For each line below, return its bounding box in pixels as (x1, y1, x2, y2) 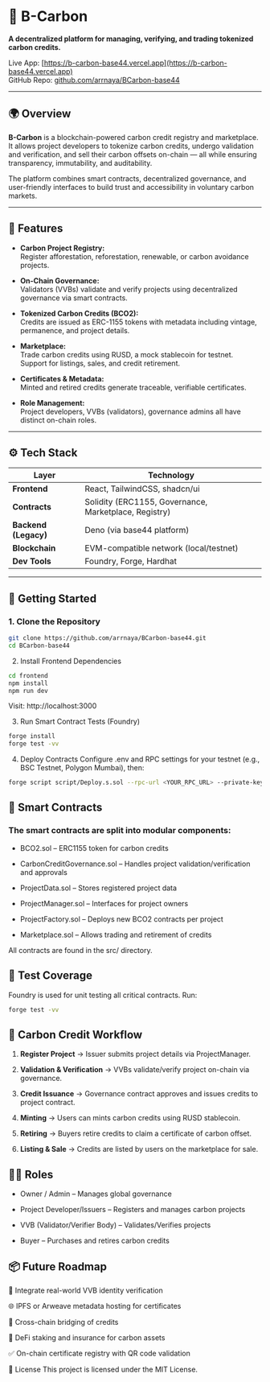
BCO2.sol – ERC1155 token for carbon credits (19, 843, 169, 852)
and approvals (19, 867, 68, 877)
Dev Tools (12, 555, 52, 567)
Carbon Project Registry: (19, 243, 105, 253)
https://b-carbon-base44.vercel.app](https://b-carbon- (43, 58, 227, 68)
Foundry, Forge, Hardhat (84, 555, 178, 567)
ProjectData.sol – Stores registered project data (19, 883, 178, 893)
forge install (8, 732, 56, 741)
